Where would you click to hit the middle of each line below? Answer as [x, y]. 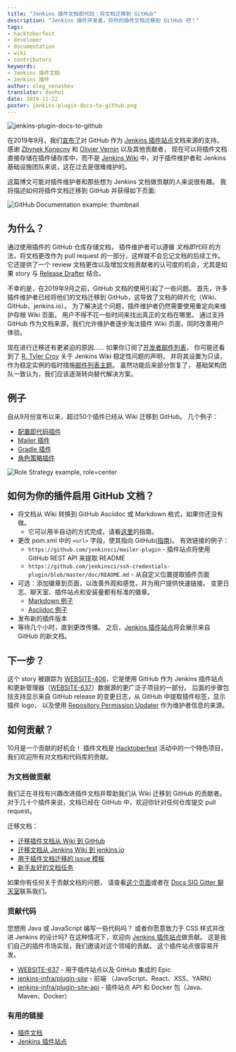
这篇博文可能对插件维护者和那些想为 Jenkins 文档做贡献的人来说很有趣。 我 [117, 181]
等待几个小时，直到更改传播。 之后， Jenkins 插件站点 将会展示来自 [114, 628]
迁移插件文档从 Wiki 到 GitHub [61, 841]
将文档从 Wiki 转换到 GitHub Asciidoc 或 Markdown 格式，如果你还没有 [120, 514]
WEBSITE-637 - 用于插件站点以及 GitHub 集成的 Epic [94, 970]
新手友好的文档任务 [45, 867]
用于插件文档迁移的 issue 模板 [61, 859]
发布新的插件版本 [42, 618]
